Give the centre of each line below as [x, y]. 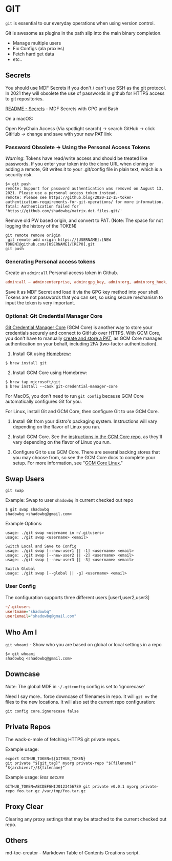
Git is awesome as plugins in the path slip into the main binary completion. [84, 33]
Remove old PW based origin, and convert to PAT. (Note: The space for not [84, 220]
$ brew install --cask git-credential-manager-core [61, 386]
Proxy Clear [24, 807]
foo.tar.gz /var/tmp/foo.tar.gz [51, 791]
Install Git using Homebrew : [42, 354]
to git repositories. [25, 98]
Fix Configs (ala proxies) [38, 48]
